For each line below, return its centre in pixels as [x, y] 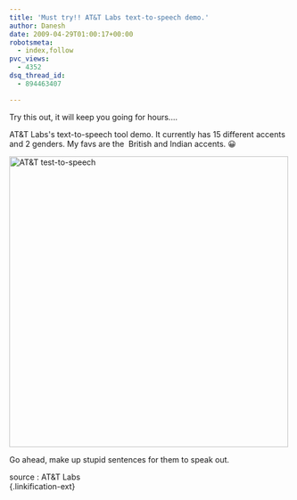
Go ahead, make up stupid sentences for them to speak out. [120, 459]
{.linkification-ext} [42, 486]
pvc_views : [29, 59]
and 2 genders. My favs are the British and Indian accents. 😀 [123, 143]
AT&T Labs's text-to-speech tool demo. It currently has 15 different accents [147, 134]
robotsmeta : [31, 42]
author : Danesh [37, 26]
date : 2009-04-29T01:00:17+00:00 [71, 34]
